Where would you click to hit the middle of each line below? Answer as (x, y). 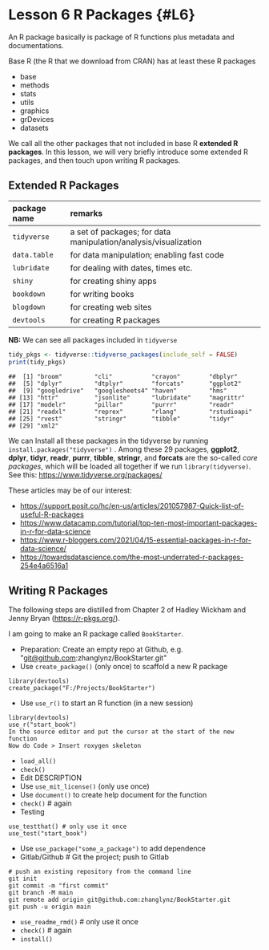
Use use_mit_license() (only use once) (84, 786)
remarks (86, 213)
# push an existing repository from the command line (100, 872)
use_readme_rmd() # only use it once (79, 922)
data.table (33, 255)
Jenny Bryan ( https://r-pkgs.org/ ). (64, 619)
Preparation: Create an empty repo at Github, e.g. (101, 650)
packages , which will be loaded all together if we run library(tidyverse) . (130, 466)
